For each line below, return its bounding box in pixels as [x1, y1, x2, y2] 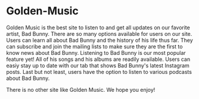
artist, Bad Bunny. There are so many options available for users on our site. [6, 30, 192, 37]
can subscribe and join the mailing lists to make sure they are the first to [6, 43, 183, 50]
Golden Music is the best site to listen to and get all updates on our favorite [6, 24, 191, 31]
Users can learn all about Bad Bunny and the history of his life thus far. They [6, 36, 194, 44]
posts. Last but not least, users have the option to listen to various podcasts [6, 68, 192, 75]
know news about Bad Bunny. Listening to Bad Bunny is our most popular [6, 49, 186, 56]
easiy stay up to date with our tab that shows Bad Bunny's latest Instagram [6, 61, 189, 69]
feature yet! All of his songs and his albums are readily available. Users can [6, 55, 191, 63]
